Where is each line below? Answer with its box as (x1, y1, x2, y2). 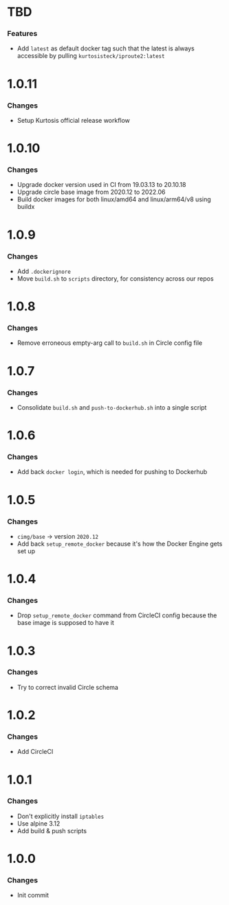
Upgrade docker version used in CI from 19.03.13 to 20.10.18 (17, 181, 186, 189)
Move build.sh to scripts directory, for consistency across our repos (17, 274, 215, 283)
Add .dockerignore (17, 267, 71, 275)
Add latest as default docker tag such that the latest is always (17, 44, 195, 52)
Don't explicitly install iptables (17, 812, 105, 820)
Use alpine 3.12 (17, 819, 61, 828)
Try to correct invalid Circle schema (17, 683, 119, 691)
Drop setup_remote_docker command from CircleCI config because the (17, 611, 217, 619)
